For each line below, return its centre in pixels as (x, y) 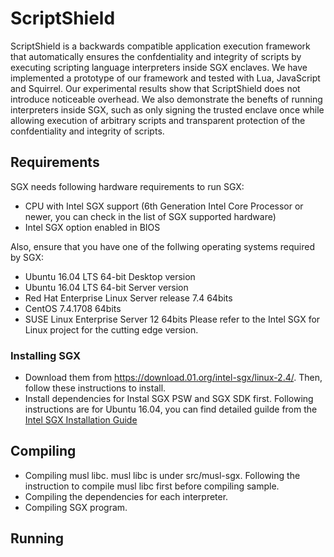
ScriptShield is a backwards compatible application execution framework (160, 46)
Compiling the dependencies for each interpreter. (126, 496)
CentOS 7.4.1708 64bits (73, 308)
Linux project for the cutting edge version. (111, 329)
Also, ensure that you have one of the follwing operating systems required (163, 246)
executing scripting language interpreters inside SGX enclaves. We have (159, 67)
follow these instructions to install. (95, 388)
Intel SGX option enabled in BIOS (92, 227)
